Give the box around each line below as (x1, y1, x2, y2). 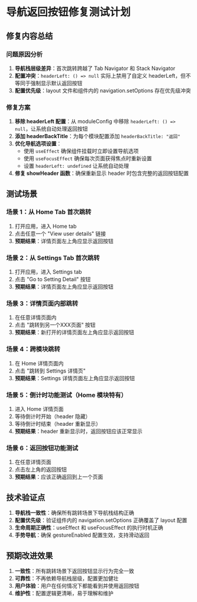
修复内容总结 (6, 31, 53, 41)
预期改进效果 (6, 550, 53, 560)
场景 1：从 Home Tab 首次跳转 (6, 208, 92, 216)
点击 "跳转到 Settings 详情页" (14, 367, 86, 374)
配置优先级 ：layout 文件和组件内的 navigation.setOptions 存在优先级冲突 (14, 87, 191, 94)
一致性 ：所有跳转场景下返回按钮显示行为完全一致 (14, 567, 134, 574)
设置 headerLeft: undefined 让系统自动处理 (23, 163, 129, 170)
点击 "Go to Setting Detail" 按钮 (14, 276, 91, 283)
